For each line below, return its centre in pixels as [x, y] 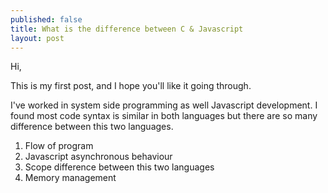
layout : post [37, 38]
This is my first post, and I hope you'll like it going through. [131, 86]
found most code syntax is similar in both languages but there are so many [164, 116]
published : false [46, 19]
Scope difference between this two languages [119, 167]
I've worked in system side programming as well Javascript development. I [164, 105]
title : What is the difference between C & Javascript [127, 29]
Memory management [70, 178]
